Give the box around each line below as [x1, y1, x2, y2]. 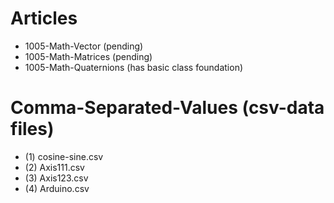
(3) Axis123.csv [24, 172, 89, 184]
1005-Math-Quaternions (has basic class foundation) [24, 61, 244, 73]
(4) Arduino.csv [24, 182, 90, 194]
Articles [10, 7, 78, 30]
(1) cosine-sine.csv [24, 150, 104, 162]
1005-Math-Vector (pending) [24, 40, 144, 52]
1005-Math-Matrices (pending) [24, 50, 153, 62]
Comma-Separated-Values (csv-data [10, 97, 325, 119]
